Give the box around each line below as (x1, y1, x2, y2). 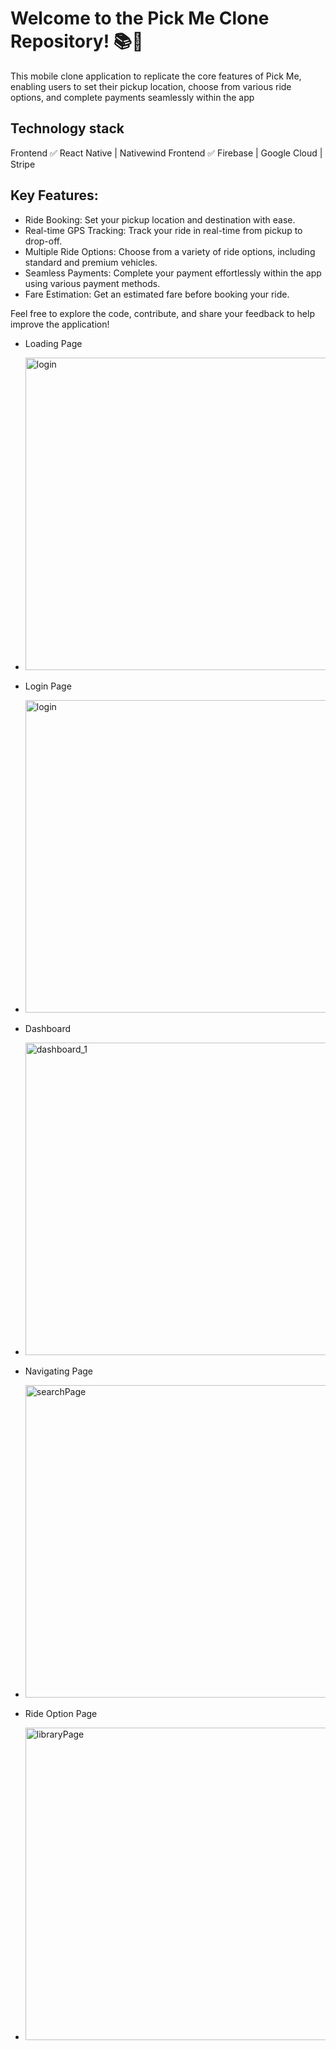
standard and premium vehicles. (24, 256, 158, 268)
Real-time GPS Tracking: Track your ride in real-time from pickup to (24, 224, 303, 236)
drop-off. (24, 235, 63, 247)
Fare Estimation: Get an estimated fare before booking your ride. (24, 288, 290, 300)
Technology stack (10, 120, 125, 137)
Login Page (24, 680, 72, 692)
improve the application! (10, 318, 110, 330)
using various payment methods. (24, 277, 161, 289)
